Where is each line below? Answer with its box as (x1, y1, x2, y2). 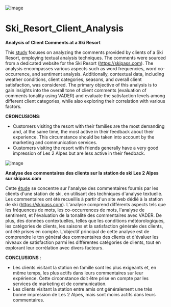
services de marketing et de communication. (12, 281, 107, 287)
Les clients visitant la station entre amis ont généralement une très (12, 286, 153, 292)
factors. (5, 103, 22, 109)
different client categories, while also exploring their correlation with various (5, 98, 165, 104)
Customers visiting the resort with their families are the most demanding (12, 123, 165, 129)
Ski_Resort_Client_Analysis (5, 23, 124, 34)
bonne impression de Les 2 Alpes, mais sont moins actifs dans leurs (12, 291, 156, 297)
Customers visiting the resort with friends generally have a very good (12, 145, 159, 151)
